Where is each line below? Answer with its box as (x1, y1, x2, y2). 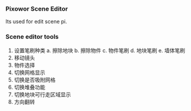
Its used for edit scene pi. (5, 18, 68, 25)
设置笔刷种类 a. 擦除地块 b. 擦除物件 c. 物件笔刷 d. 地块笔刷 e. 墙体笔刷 (14, 46, 186, 54)
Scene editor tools (5, 33, 59, 41)
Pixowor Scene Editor (5, 5, 68, 13)
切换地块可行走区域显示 (14, 90, 71, 98)
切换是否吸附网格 (14, 76, 56, 83)
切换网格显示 (14, 69, 45, 76)
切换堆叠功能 (14, 83, 45, 90)
